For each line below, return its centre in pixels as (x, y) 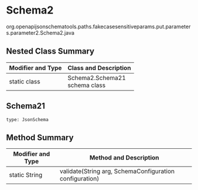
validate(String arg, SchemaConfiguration (117, 171)
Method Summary (40, 137)
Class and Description (99, 68)
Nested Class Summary (50, 51)
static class (25, 81)
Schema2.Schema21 (97, 78)
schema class (87, 85)
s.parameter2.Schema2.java (40, 32)
